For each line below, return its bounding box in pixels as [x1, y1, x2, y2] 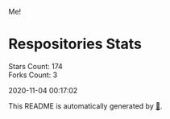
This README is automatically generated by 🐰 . [8, 101, 163, 111]
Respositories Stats [8, 35, 143, 53]
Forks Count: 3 [8, 70, 58, 80]
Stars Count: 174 [8, 61, 63, 71]
